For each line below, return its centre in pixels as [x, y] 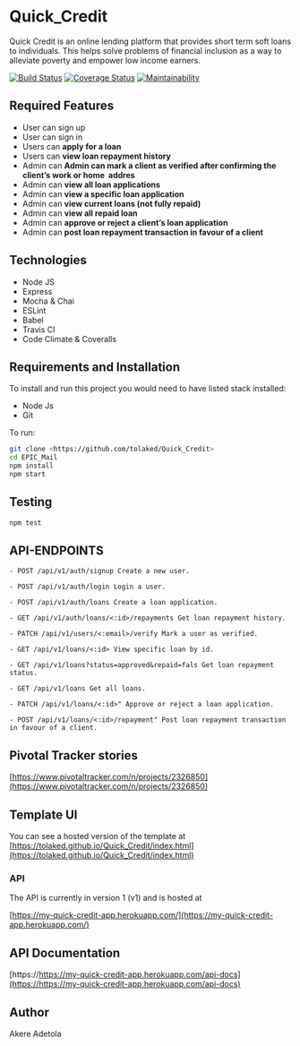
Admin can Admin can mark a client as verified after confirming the [149, 165]
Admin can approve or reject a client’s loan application [125, 222]
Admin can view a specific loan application [103, 193]
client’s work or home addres [79, 175]
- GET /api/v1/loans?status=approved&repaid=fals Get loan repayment [142, 665]
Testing [31, 502]
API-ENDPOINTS [57, 550]
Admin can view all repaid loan [80, 213]
